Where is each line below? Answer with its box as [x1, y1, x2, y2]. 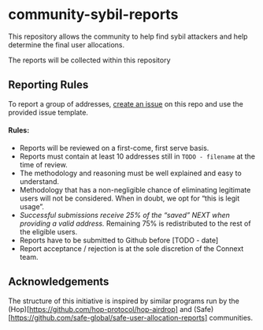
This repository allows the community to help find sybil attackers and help [8, 32, 248, 41]
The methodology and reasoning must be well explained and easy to [19, 168, 242, 178]
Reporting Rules [8, 78, 89, 92]
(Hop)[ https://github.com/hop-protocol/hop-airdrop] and [8, 304, 193, 313]
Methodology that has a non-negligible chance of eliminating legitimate [19, 185, 251, 194]
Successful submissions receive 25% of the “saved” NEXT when [19, 210, 231, 219]
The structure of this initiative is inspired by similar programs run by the [8, 296, 240, 306]
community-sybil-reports [8, 6, 179, 24]
